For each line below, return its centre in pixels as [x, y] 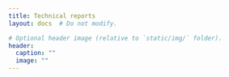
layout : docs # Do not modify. [63, 24]
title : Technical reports [52, 16]
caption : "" [36, 53]
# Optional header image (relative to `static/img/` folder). [115, 38]
